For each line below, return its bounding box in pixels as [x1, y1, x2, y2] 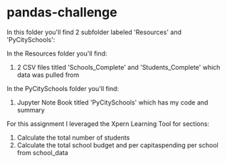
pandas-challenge [6, 4, 118, 21]
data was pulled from [16, 70, 80, 79]
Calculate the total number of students [16, 133, 130, 142]
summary [16, 105, 46, 114]
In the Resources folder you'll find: [6, 49, 107, 58]
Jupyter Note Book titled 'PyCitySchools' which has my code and [16, 98, 208, 107]
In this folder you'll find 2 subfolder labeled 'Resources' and [6, 28, 182, 36]
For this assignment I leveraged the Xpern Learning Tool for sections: [6, 119, 210, 128]
